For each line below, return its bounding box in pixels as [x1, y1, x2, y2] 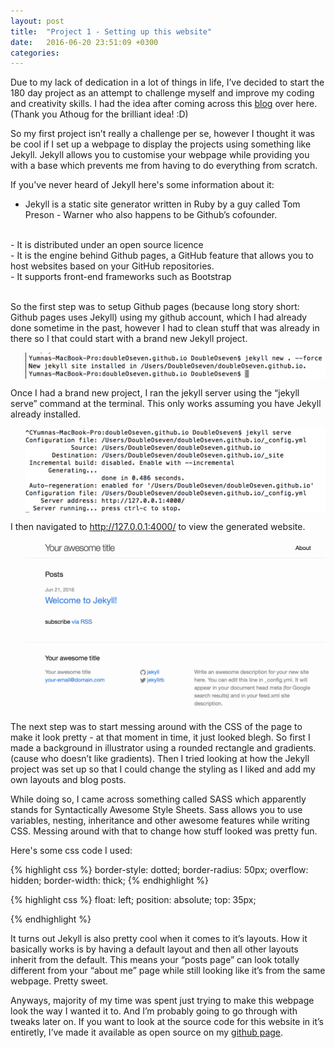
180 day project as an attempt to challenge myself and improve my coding [10, 87, 315, 99]
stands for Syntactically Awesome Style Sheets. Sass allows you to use [10, 804, 303, 816]
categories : [10, 48, 60, 58]
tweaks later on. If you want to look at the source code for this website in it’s [10, 1016, 324, 1028]
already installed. [10, 408, 82, 420]
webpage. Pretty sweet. [10, 975, 109, 987]
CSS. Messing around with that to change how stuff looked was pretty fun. [10, 825, 318, 837]
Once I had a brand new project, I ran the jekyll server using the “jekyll [10, 386, 300, 399]
